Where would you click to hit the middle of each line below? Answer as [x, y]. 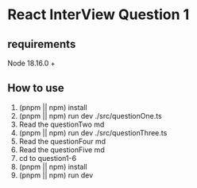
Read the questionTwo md [62, 124]
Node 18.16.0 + [32, 63]
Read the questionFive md [62, 150]
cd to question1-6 [48, 158]
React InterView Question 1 [98, 15]
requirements [42, 44]
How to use [36, 88]
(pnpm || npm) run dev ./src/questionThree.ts [93, 132]
